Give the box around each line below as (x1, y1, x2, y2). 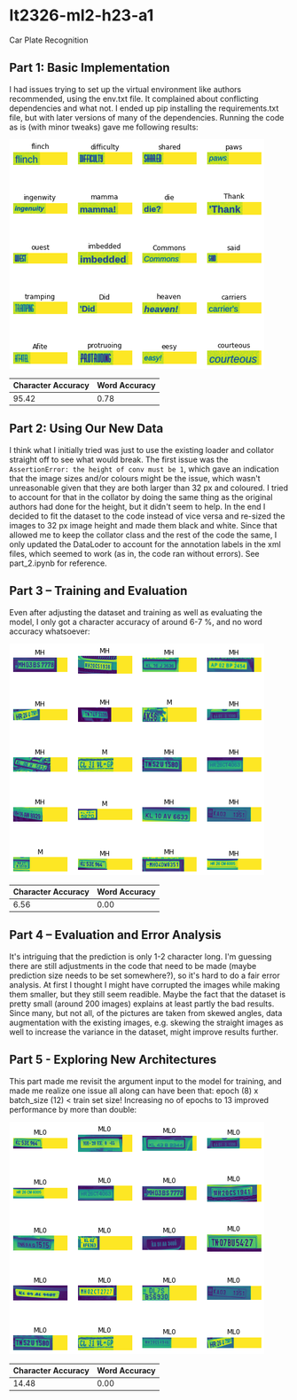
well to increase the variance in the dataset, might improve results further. (9, 1026, 279, 1037)
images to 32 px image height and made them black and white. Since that (9, 520, 277, 530)
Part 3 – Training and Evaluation (9, 583, 188, 598)
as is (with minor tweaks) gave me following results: (9, 121, 199, 132)
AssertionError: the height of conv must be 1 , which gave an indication (9, 463, 279, 474)
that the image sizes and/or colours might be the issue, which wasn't (9, 473, 261, 483)
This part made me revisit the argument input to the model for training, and (9, 1075, 282, 1086)
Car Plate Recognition (9, 35, 89, 45)
